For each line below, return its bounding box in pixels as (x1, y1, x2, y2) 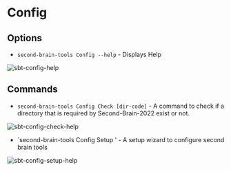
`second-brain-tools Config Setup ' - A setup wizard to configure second (17, 135, 225, 144)
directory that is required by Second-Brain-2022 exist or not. (17, 109, 190, 117)
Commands (7, 84, 59, 95)
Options (7, 32, 43, 44)
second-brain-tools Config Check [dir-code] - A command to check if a (17, 102, 225, 110)
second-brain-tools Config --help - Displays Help (17, 50, 162, 58)
